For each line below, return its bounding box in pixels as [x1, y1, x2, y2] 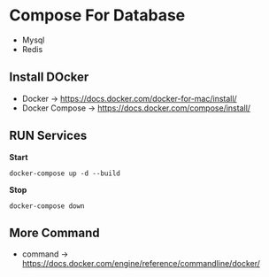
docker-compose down [9, 201, 86, 211]
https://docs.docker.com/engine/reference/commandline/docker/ [21, 258, 261, 269]
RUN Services [9, 128, 88, 143]
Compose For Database [9, 5, 186, 26]
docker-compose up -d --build [9, 169, 121, 178]
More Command [9, 225, 100, 240]
